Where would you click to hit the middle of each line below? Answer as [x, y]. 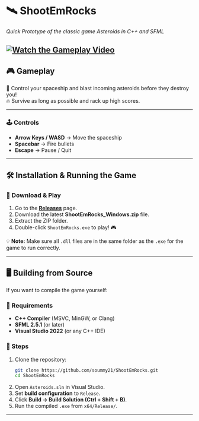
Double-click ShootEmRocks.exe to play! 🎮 [65, 227]
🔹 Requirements [30, 305]
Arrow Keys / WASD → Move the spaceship [68, 138]
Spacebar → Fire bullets [44, 144]
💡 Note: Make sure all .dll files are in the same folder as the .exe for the [95, 241]
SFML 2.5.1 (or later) [40, 325]
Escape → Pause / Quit [43, 150]
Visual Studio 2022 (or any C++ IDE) [60, 331]
